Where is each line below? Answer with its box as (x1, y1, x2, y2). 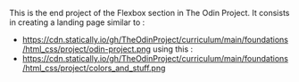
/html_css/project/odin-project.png (21, 44, 152, 54)
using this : (153, 44, 194, 54)
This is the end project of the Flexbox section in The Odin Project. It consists (9, 8, 290, 18)
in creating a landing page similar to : (9, 17, 145, 28)
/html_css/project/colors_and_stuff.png (21, 62, 166, 73)
